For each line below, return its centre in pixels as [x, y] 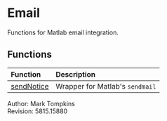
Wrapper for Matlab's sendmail [106, 86]
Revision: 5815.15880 [38, 111]
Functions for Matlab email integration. [63, 32]
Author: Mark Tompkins [41, 103]
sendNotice [30, 86]
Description [76, 74]
